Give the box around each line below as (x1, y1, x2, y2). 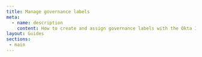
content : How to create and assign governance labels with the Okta (17, 25, 192, 31)
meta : (6, 14, 20, 20)
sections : (6, 36, 31, 42)
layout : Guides (6, 31, 44, 37)
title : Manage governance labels (6, 8, 90, 15)
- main (8, 42, 26, 48)
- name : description (11, 20, 63, 26)
